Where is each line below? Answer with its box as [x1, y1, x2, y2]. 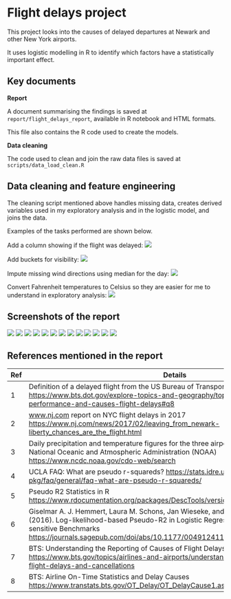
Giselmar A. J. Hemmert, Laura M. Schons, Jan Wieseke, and [28, 507, 225, 516]
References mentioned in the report [7, 350, 163, 361]
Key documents [7, 76, 76, 87]
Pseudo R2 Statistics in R [28, 487, 110, 496]
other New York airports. [7, 34, 77, 43]
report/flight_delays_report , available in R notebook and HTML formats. [7, 114, 217, 123]
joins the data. [7, 213, 47, 222]
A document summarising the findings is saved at [7, 107, 147, 115]
